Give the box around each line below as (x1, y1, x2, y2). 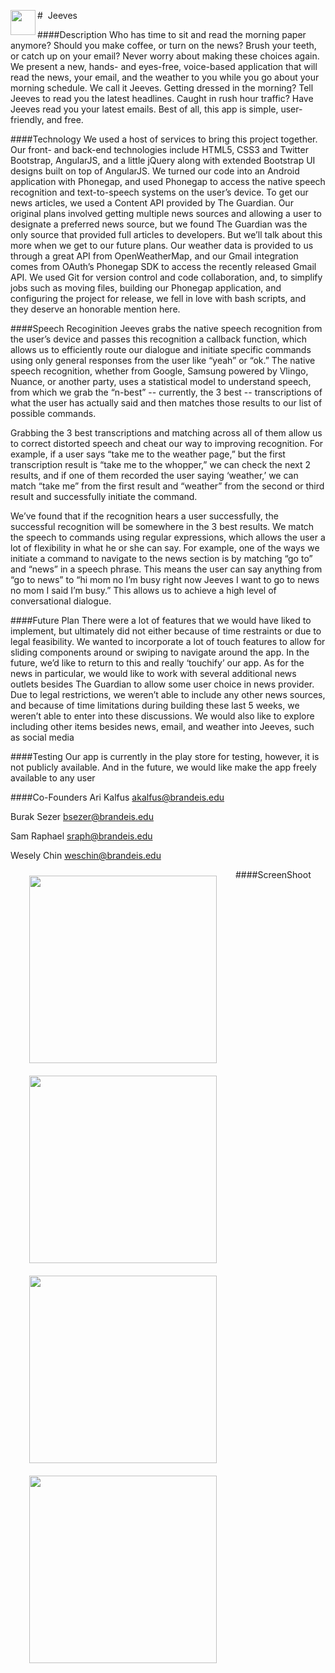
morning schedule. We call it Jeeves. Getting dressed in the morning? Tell (10, 82, 314, 94)
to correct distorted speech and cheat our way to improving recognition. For (10, 438, 324, 449)
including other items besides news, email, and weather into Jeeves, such (10, 721, 315, 732)
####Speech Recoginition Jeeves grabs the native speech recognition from (10, 323, 323, 334)
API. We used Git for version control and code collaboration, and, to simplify (10, 271, 323, 283)
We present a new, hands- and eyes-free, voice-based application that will (10, 61, 318, 72)
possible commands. (10, 408, 97, 419)
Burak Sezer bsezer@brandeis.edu (10, 811, 154, 822)
